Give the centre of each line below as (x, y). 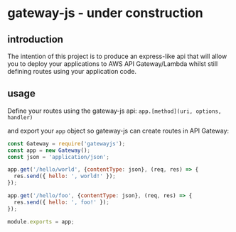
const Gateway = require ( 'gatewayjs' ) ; (66, 143)
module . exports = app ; (41, 221)
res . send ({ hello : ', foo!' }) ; (62, 202)
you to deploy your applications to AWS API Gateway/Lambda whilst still (113, 64)
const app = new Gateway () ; (49, 150)
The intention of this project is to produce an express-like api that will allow (117, 56)
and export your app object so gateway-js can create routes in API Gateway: (118, 131)
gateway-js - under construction (106, 13)
